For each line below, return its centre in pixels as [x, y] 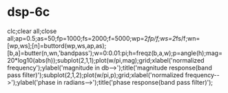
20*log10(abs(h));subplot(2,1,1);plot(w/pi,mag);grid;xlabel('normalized [106, 60]
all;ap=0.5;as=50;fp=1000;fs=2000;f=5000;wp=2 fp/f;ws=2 [92, 38]
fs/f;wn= [188, 38]
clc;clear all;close [32, 31]
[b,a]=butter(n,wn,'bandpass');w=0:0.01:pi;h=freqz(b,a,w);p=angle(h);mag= [115, 53]
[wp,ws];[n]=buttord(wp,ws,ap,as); [57, 45]
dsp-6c [29, 12]
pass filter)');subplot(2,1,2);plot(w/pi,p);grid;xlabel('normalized [95, 75]
